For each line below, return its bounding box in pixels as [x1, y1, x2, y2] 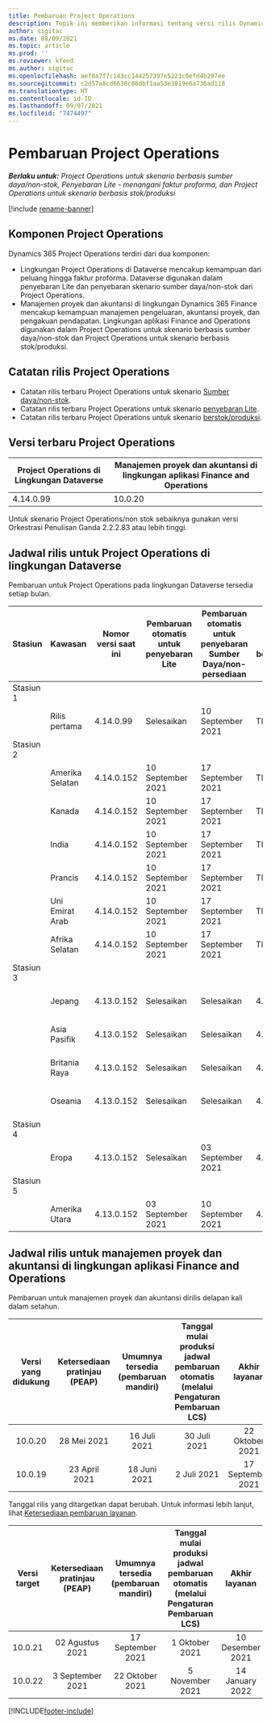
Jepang [49, 996, 79, 1007]
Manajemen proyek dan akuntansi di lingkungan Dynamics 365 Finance [19, 298, 258, 308]
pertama [49, 721, 82, 732]
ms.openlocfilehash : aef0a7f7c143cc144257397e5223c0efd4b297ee [8, 72, 226, 80]
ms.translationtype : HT [8, 86, 89, 95]
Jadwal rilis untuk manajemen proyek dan [8, 1246, 223, 1260]
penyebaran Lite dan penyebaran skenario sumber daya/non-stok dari [19, 281, 253, 291]
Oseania [49, 1096, 82, 1107]
